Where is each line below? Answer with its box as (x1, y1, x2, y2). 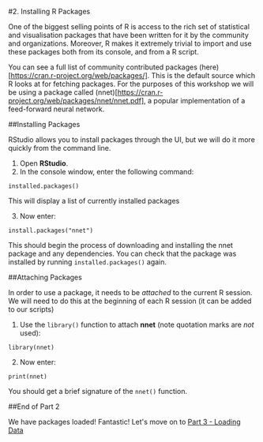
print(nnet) (8, 373, 47, 380)
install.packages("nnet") (8, 227, 93, 234)
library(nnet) (8, 343, 55, 351)
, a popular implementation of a (143, 96, 246, 105)
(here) (198, 62, 220, 72)
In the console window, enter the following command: (19, 167, 194, 176)
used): (19, 328, 41, 338)
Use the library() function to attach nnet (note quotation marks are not (19, 320, 254, 329)
